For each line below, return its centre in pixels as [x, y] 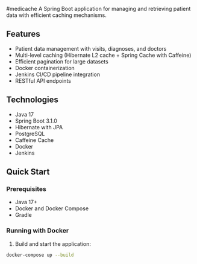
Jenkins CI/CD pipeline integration [58, 74]
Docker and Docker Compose [52, 208]
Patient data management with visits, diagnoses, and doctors [91, 48]
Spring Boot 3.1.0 [36, 121]
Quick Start [28, 172]
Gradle [23, 215]
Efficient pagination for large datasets [61, 61]
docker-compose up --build [40, 255]
